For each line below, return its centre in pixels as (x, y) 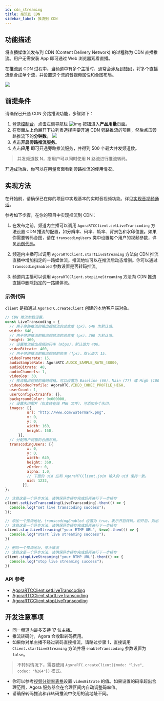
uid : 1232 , (38, 481)
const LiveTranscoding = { (32, 322)
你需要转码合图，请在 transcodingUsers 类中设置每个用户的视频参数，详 (84, 238)
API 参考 (15, 580)
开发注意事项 (24, 617)
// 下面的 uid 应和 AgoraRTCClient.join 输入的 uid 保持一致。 (88, 476)
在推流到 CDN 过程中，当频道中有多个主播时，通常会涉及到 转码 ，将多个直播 (82, 69)
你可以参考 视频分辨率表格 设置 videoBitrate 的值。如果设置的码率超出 (82, 681)
